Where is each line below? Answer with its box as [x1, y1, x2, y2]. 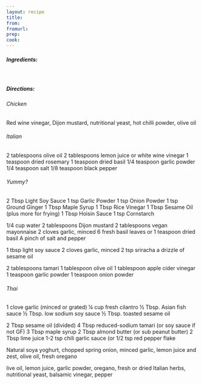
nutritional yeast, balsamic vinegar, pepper [6, 371, 113, 379]
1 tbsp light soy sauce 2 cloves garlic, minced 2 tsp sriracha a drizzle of [6, 246, 185, 253]
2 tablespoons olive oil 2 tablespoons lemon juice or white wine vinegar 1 [6, 151, 189, 159]
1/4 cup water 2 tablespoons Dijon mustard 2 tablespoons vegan [6, 222, 168, 229]
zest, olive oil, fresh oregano [6, 353, 78, 360]
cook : [6, 37, 20, 43]
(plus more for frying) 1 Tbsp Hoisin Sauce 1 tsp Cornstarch [6, 210, 155, 217]
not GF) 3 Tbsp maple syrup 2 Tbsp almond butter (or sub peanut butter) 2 [6, 328, 193, 336]
